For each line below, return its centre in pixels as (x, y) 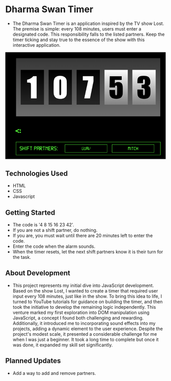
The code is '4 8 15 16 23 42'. (43, 225)
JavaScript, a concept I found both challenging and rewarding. (78, 318)
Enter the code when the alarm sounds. (54, 246)
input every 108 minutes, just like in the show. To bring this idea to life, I (87, 296)
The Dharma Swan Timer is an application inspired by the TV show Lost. (88, 23)
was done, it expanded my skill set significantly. (63, 345)
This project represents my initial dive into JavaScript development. (83, 285)
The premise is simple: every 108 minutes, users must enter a (77, 28)
